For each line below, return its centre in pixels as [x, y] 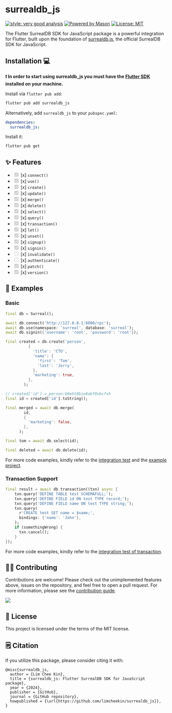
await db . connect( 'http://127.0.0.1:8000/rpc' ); [58, 323]
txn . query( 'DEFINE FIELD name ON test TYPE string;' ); [74, 504]
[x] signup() [33, 242]
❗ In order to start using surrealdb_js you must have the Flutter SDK [78, 76]
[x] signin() [33, 248]
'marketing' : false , [50, 422]
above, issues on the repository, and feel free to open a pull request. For [81, 585]
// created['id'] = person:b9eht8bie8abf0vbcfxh [58, 394]
